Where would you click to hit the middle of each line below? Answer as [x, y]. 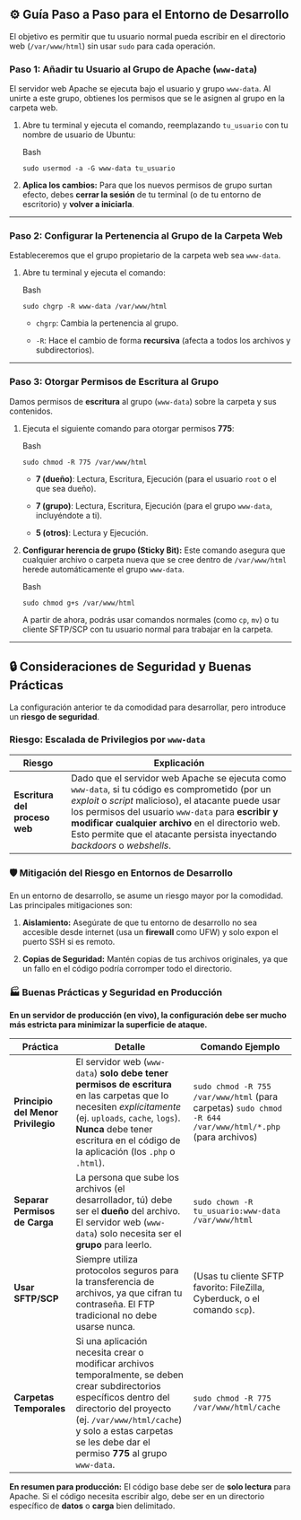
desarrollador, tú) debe [124, 1200]
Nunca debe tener [114, 1130]
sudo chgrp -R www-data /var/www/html [95, 307]
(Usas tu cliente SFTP [239, 1276]
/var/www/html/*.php [236, 1127]
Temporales [39, 1409]
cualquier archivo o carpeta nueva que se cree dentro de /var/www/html [154, 559]
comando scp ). [224, 1310]
